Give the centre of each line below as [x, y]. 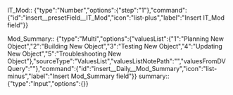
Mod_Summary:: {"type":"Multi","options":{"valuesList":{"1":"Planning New [115, 39]
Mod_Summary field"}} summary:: [120, 76]
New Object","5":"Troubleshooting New [64, 53]
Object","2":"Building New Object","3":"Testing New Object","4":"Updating [115, 46]
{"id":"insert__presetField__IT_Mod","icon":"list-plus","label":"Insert [105, 18]
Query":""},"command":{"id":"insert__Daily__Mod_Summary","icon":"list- [112, 69]
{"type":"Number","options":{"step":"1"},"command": [111, 10]
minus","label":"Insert [38, 76]
